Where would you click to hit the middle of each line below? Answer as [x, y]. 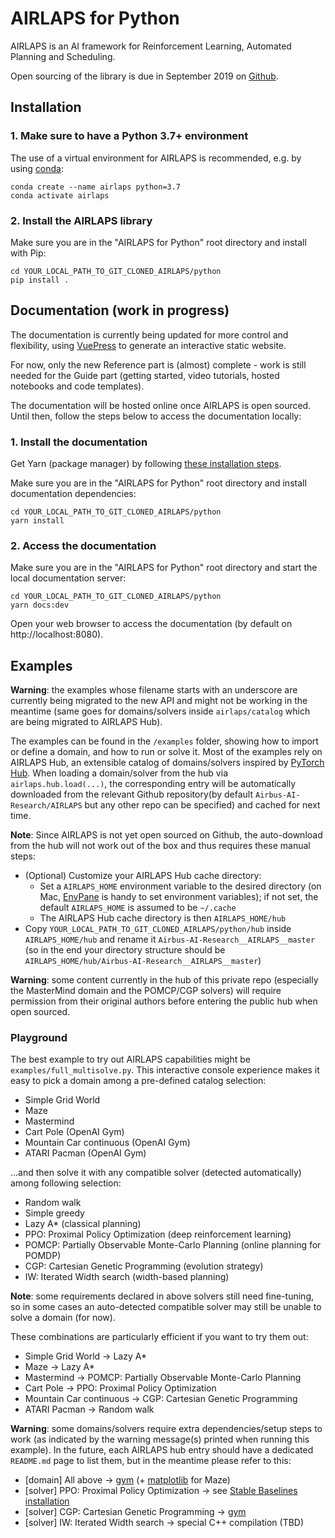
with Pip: [28, 253]
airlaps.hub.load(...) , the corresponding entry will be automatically [153, 784]
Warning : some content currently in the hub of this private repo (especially [164, 980]
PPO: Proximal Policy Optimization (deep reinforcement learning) [158, 1234]
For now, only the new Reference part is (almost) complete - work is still [158, 364]
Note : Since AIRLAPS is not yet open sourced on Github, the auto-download [166, 835]
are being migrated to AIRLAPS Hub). [86, 722]
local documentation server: [68, 578]
